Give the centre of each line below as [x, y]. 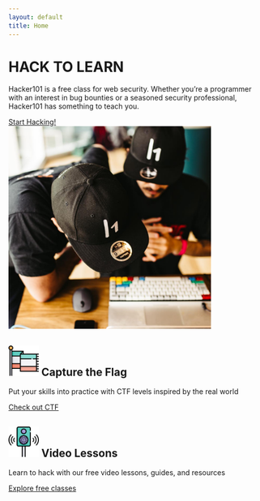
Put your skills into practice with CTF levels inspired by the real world [124, 392]
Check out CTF [34, 407]
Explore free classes [43, 488]
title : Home [28, 26]
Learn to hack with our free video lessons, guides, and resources [117, 473]
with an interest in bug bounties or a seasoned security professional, [123, 98]
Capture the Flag [84, 372]
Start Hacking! [32, 122]
